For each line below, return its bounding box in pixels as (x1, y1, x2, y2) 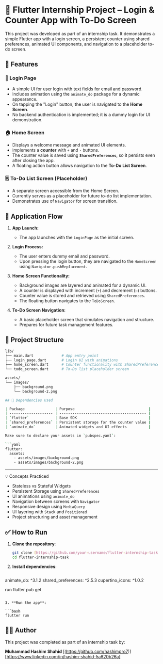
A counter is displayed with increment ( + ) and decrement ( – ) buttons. (19, 288, 157, 293)
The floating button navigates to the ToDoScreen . (19, 298, 115, 304)
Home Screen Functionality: (12, 273, 70, 279)
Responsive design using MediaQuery (12, 504, 85, 510)
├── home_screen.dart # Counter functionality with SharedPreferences (5, 362, 162, 367)
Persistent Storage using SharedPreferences (12, 488, 99, 494)
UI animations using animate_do (12, 493, 75, 499)
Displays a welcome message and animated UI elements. (12, 142, 126, 147)
